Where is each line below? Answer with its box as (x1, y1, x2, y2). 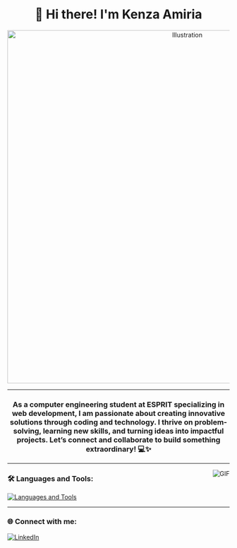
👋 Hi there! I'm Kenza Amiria (35, 6, 202, 23)
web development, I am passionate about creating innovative (11, 408, 226, 418)
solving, (13, 426, 42, 436)
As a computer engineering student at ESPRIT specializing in (12, 399, 225, 409)
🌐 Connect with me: (7, 517, 78, 527)
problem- (194, 417, 228, 427)
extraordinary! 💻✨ (85, 444, 152, 454)
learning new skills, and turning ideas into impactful (42, 426, 224, 436)
